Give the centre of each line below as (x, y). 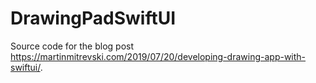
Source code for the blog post (72, 46)
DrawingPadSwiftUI (93, 18)
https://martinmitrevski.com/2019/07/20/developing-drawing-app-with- (158, 56)
